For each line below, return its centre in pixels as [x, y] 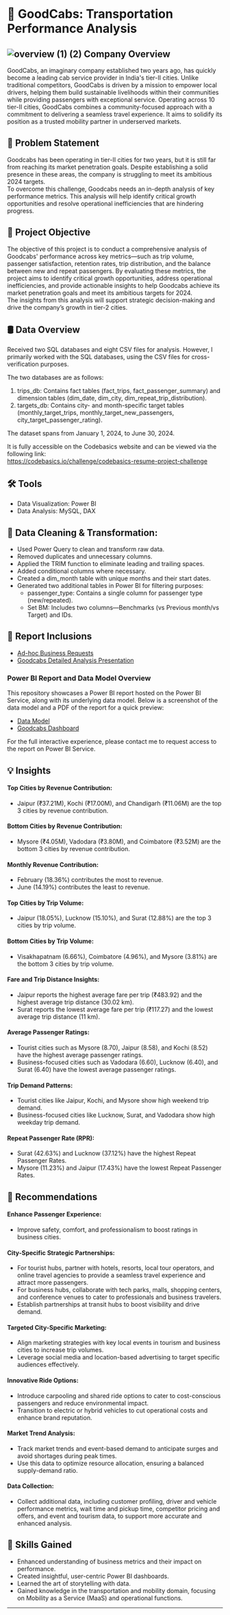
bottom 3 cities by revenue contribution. [73, 848]
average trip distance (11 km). [59, 1017]
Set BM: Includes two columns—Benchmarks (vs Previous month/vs [123, 608]
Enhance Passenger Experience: [54, 1215]
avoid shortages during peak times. [67, 1456]
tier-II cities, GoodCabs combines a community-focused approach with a [110, 107]
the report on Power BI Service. [51, 749]
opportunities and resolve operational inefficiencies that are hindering [105, 203]
